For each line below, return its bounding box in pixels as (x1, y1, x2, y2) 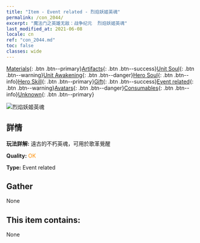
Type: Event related (6, 164, 56, 171)
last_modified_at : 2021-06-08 (6, 25, 83, 32)
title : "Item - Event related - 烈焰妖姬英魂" (6, 8, 121, 15)
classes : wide (6, 48, 42, 55)
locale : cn (6, 32, 34, 38)
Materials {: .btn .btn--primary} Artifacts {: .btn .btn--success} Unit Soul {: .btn (6, 65, 195, 72)
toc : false (6, 43, 34, 49)
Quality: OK (6, 152, 36, 159)
